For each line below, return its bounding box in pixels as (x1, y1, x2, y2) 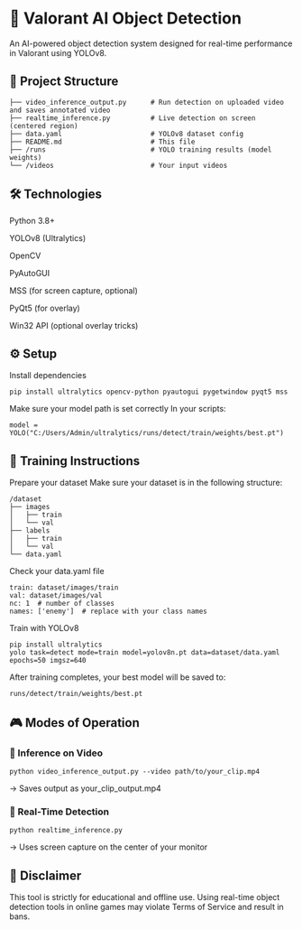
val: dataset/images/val (9, 591, 103, 600)
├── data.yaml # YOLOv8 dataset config (9, 129, 244, 138)
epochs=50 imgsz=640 (9, 656, 87, 665)
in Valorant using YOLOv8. (9, 47, 107, 58)
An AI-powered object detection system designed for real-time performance (9, 38, 293, 49)
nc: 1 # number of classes (9, 599, 115, 608)
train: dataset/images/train (9, 583, 119, 592)
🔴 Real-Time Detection (9, 805, 110, 818)
